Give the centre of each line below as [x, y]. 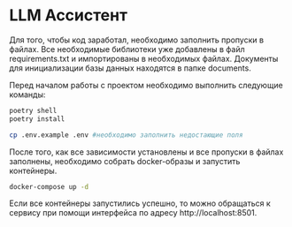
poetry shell [33, 110]
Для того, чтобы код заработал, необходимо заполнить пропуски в [136, 40]
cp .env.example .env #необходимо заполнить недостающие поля [126, 135]
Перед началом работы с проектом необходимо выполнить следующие [146, 85]
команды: [27, 95]
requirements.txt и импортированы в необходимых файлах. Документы [144, 58]
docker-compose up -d [49, 186]
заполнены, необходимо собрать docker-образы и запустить [125, 161]
